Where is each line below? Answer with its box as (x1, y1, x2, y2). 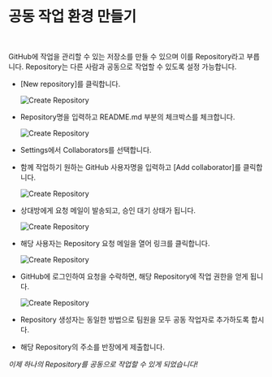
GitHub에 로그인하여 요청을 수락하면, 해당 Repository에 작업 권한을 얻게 (19, 271, 249, 281)
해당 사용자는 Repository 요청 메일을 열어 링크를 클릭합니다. (19, 238, 210, 248)
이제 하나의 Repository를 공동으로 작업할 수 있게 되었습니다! (8, 359, 198, 369)
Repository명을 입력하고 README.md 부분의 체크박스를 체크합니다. (19, 111, 235, 122)
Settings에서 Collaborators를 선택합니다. (19, 145, 152, 154)
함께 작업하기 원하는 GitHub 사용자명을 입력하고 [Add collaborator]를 (19, 162, 242, 171)
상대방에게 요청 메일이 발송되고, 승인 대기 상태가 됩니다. (19, 205, 196, 215)
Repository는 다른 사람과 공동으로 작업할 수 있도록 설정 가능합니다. (25, 62, 237, 71)
